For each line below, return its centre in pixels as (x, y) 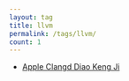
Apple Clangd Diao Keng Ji (71, 67)
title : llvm (31, 26)
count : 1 (25, 42)
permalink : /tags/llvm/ (53, 33)
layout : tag (31, 17)
